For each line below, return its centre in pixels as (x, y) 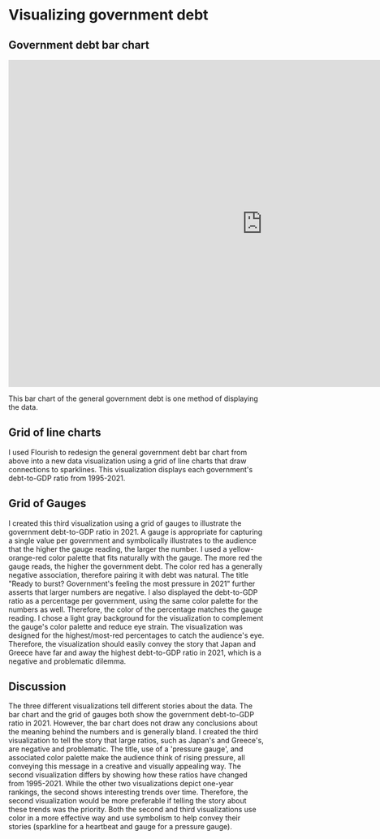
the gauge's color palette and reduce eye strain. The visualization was (126, 626)
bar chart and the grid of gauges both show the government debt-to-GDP (131, 715)
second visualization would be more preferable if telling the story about (127, 801)
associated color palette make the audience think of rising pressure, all (127, 758)
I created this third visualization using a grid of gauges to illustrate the (125, 523)
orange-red (28, 557)
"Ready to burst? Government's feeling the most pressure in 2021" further (132, 583)
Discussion (37, 687)
